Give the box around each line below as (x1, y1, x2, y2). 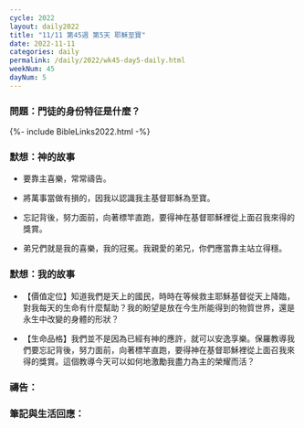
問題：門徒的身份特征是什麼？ (9, 104, 142, 117)
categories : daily (9, 48, 79, 57)
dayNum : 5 (9, 73, 47, 82)
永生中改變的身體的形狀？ (22, 313, 120, 325)
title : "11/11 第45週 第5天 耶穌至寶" (9, 30, 146, 39)
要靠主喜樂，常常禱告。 (22, 173, 111, 184)
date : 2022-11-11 (9, 38, 76, 48)
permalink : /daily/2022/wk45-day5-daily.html (9, 56, 185, 65)
